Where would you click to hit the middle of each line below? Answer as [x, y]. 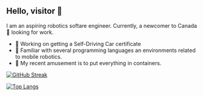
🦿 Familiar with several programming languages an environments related [105, 50]
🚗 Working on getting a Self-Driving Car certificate [78, 43]
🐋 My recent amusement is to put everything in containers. [88, 63]
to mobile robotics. [38, 56]
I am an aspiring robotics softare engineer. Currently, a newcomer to [92, 25]
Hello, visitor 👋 [34, 11]
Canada [188, 25]
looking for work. [32, 32]
